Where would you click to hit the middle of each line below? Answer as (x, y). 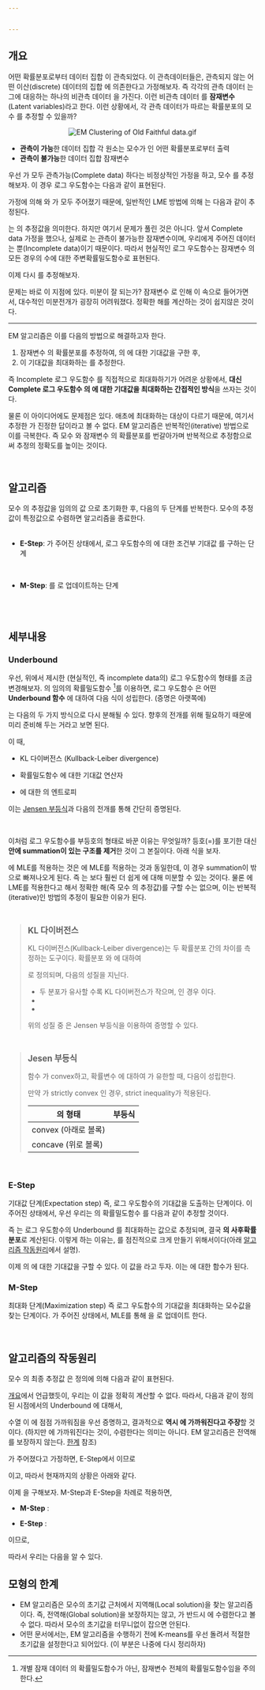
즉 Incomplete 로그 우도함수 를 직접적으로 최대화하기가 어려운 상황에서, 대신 (125, 379)
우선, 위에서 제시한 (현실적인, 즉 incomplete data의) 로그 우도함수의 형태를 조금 (130, 678)
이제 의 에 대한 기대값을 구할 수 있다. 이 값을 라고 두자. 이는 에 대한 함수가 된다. (129, 1267)
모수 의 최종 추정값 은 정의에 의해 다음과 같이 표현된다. (91, 1379)
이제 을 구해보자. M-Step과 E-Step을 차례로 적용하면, (90, 1492)
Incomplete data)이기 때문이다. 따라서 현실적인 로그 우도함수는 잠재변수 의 (140, 248)
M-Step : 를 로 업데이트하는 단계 (69, 585)
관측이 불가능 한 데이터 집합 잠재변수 (75, 158)
